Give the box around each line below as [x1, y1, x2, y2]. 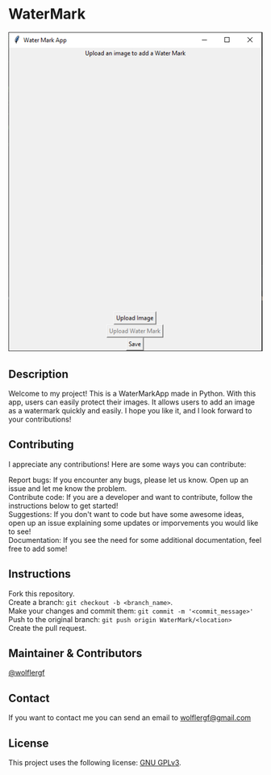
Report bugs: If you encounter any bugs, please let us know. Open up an [8, 475, 248, 485]
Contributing [8, 438, 74, 451]
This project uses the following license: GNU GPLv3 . [8, 758, 181, 768]
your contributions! [8, 414, 72, 424]
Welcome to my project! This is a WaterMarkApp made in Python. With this [8, 388, 256, 398]
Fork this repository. [8, 588, 75, 599]
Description [8, 367, 69, 381]
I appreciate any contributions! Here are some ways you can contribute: [8, 459, 247, 469]
